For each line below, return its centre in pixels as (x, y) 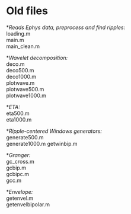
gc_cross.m (20, 161)
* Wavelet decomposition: (37, 58)
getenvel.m (20, 198)
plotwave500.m (25, 89)
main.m (15, 40)
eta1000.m (19, 119)
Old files (27, 11)
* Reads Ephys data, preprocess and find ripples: (66, 27)
